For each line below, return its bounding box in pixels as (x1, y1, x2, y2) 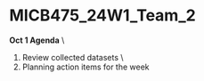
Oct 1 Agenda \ (9, 35, 65, 45)
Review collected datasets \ (21, 52, 124, 62)
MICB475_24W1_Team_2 (9, 5, 196, 26)
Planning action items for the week (21, 61, 150, 72)
